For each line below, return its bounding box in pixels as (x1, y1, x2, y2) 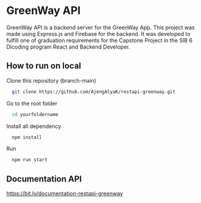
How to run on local (6, 61, 82, 71)
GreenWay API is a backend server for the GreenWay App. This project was (6, 24, 195, 31)
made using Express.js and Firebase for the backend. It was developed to (6, 30, 191, 37)
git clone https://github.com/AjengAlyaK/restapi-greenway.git (12, 89, 175, 95)
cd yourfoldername (12, 111, 59, 117)
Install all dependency (6, 122, 62, 129)
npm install (12, 134, 43, 140)
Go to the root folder (6, 100, 58, 107)
